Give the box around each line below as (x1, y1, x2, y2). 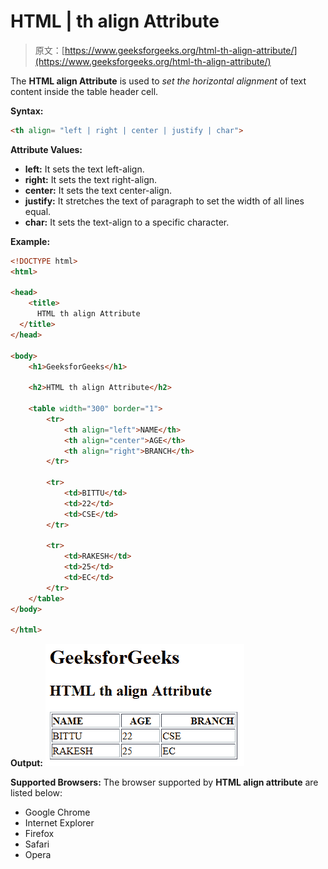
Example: (10, 235, 51, 247)
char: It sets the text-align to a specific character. (24, 216, 230, 228)
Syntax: (10, 105, 44, 117)
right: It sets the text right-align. (24, 173, 158, 185)
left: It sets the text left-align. (24, 163, 145, 175)
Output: (10, 757, 43, 769)
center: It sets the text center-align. (24, 184, 172, 196)
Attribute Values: (10, 143, 83, 155)
